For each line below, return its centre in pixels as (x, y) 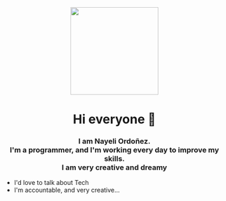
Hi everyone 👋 (114, 119)
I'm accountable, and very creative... (67, 190)
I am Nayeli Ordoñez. (114, 141)
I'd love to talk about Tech (51, 183)
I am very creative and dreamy (114, 167)
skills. (114, 159)
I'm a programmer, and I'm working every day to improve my (114, 150)
